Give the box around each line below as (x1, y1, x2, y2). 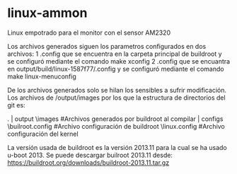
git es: (7, 100, 26, 109)
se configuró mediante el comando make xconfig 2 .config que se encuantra (7, 57, 231, 65)
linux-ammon (7, 5, 88, 21)
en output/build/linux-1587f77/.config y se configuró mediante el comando (7, 64, 224, 73)
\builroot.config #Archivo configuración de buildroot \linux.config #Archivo (7, 122, 225, 130)
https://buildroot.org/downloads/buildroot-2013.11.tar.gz (7, 158, 170, 167)
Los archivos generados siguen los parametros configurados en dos (7, 42, 207, 50)
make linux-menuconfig (7, 72, 76, 81)
